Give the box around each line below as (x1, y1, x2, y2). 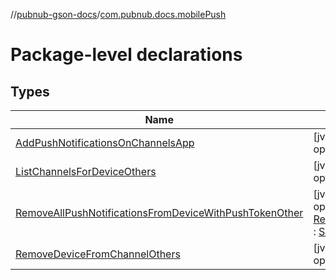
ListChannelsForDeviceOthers (15, 165, 157, 178)
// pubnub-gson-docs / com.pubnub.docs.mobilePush (10, 9, 227, 20)
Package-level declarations (10, 44, 243, 66)
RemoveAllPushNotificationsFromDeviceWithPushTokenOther (15, 206, 304, 219)
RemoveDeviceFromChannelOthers (15, 247, 181, 261)
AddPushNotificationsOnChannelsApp (15, 136, 195, 149)
